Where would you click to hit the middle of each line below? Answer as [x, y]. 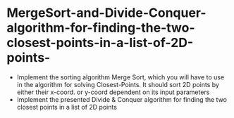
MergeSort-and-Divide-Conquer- [106, 13]
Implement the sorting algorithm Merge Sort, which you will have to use [121, 77]
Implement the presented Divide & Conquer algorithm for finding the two [122, 99]
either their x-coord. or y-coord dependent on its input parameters [113, 92]
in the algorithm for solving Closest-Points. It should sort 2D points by [118, 84]
